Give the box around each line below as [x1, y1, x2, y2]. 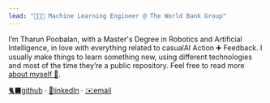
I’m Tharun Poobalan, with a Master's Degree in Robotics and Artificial [8, 34, 242, 44]
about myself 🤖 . [8, 69, 61, 79]
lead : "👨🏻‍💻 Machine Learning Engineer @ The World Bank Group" [8, 11, 227, 20]
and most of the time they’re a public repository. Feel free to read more [8, 60, 245, 70]
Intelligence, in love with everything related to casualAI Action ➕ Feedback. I [8, 42, 263, 53]
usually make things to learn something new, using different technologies [8, 52, 253, 62]
